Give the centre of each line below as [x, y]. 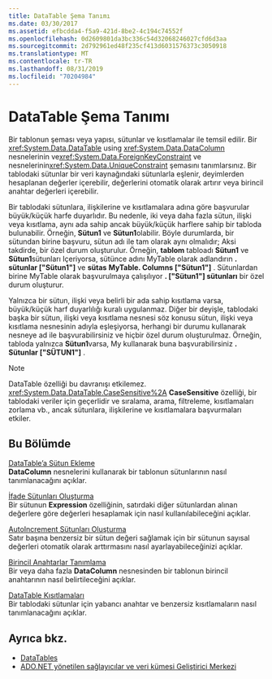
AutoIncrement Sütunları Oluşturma [67, 529]
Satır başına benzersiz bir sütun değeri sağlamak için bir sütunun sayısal [129, 538]
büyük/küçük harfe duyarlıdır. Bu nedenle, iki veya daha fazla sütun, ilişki [130, 215]
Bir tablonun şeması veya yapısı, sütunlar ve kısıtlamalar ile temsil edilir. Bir [133, 139]
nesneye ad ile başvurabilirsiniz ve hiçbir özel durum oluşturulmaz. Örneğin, [135, 335]
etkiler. [19, 418]
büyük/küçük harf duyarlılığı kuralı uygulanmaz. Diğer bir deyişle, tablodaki [133, 309]
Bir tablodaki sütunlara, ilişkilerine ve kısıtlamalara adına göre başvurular [129, 207]
